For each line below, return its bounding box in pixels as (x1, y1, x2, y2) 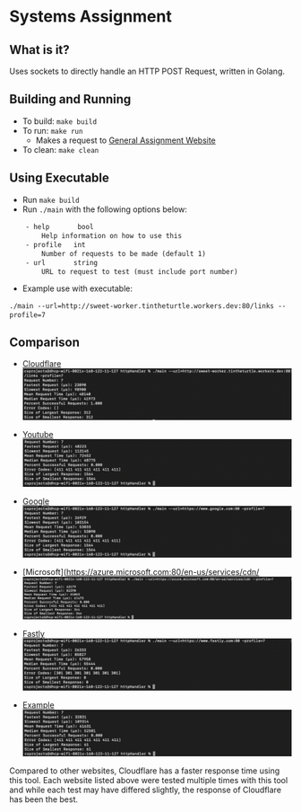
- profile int (25, 240, 87, 249)
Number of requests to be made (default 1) (41, 249, 206, 258)
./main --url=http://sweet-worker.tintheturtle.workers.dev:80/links (9, 301, 275, 311)
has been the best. (9, 793, 79, 805)
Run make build (21, 194, 80, 205)
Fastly (21, 629, 45, 640)
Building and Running (9, 92, 132, 107)
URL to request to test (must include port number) (41, 267, 239, 276)
